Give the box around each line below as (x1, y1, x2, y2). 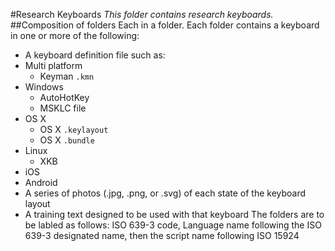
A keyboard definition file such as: (24, 49, 166, 61)
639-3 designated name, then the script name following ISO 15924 (24, 230, 300, 241)
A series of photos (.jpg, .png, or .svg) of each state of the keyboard (24, 187, 307, 199)
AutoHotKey (39, 92, 90, 103)
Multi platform (24, 60, 83, 71)
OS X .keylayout (39, 124, 109, 135)
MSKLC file (39, 102, 87, 114)
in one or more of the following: (10, 30, 140, 41)
